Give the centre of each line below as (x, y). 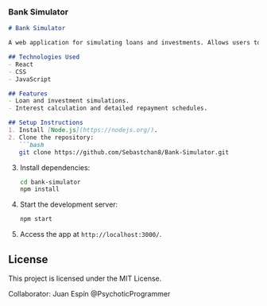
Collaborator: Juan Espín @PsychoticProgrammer (89, 293)
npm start (36, 219)
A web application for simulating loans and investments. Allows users (129, 43)
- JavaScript (30, 79)
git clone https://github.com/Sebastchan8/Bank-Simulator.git (124, 152)
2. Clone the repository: (51, 138)
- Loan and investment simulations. (69, 101)
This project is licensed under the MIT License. (85, 278)
